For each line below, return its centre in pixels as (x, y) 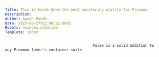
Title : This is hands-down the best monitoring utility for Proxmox (76, 9)
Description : (18, 14)
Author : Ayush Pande (26, 19)
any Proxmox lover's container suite (44, 50)
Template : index (22, 32)
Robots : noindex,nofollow (31, 28)
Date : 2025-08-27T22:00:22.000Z (38, 23)
